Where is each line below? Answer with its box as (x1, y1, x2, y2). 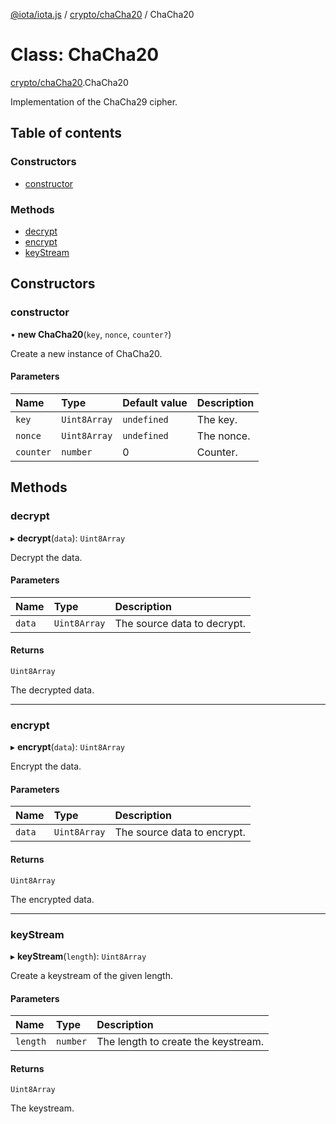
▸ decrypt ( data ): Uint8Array (10, 532, 126, 544)
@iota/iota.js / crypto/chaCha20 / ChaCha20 (10, 9, 195, 20)
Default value (122, 395, 188, 409)
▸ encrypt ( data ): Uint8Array (10, 741, 125, 753)
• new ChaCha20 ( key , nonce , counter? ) (10, 328, 172, 340)
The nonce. (196, 429, 251, 443)
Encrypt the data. (10, 760, 82, 773)
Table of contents (10, 125, 122, 142)
